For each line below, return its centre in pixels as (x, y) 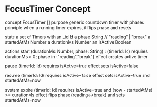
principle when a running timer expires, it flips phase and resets (68, 27)
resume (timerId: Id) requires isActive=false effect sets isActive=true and (77, 75)
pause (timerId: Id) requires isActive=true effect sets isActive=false (72, 66)
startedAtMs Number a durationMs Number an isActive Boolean (68, 42)
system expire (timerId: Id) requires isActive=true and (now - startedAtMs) (79, 90)
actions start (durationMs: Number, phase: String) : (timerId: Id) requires (77, 51)
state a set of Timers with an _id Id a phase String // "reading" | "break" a (78, 37)
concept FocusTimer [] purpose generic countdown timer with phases (75, 22)
